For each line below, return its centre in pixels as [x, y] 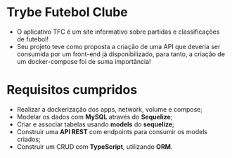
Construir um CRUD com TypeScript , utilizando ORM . [95, 146]
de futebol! [32, 39]
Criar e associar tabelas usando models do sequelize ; [95, 124]
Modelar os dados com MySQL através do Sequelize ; [95, 117]
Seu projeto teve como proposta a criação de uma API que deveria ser [118, 46]
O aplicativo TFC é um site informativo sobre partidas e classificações [118, 32]
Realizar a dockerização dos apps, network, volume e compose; [110, 109]
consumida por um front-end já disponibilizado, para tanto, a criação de [121, 54]
